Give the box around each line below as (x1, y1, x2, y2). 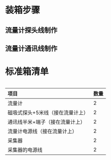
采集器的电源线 (7, 146, 43, 153)
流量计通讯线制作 (5, 44, 57, 53)
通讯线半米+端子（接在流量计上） (7, 118, 86, 125)
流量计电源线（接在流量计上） (7, 128, 78, 135)
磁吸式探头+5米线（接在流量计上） (7, 109, 89, 116)
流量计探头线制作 (5, 26, 57, 34)
